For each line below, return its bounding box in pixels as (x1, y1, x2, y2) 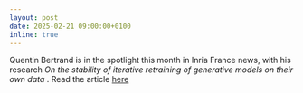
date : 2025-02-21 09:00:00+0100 (9, 22, 131, 31)
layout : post (9, 13, 59, 23)
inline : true (9, 30, 59, 39)
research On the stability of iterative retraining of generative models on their (9, 64, 294, 75)
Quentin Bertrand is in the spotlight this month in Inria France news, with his (9, 55, 291, 66)
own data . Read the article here (9, 74, 129, 85)
